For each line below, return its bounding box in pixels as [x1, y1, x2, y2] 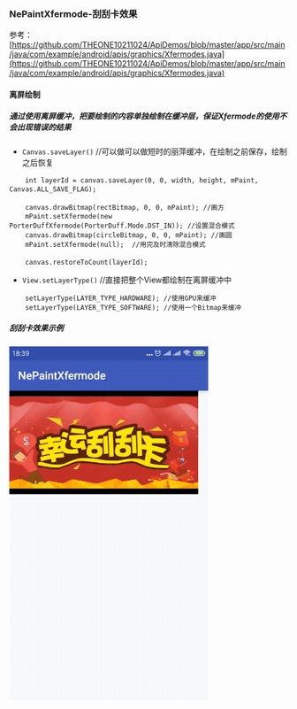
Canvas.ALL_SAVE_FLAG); [9, 184, 97, 194]
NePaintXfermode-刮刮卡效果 [9, 7, 138, 19]
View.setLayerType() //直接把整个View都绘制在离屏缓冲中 [21, 274, 232, 285]
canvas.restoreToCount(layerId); [25, 258, 148, 266]
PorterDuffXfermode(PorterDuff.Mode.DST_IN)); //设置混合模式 [9, 221, 235, 230]
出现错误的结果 [16, 122, 72, 133]
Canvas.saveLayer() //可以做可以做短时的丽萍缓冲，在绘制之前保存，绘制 [21, 146, 287, 157]
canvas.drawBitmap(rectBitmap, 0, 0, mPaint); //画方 [25, 203, 225, 212]
